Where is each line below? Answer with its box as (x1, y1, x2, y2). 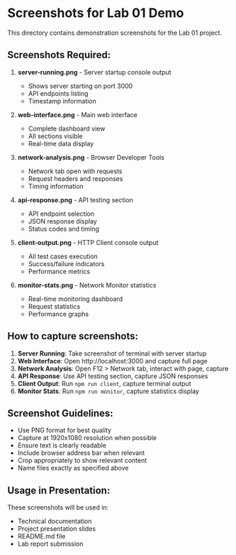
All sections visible (28, 131, 83, 140)
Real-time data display (28, 139, 94, 148)
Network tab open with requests (28, 167, 123, 175)
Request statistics (28, 302, 81, 310)
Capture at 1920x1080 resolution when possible (17, 434, 157, 442)
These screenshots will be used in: (7, 503, 109, 512)
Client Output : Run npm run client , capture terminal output (17, 379, 191, 388)
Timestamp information (28, 97, 97, 105)
